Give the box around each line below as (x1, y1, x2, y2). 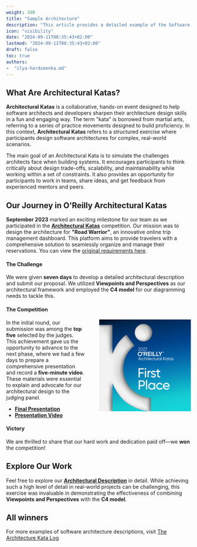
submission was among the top (6, 325, 82, 332)
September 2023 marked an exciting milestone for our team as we (6, 216, 168, 223)
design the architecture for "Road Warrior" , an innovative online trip (6, 229, 171, 236)
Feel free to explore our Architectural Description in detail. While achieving (6, 476, 189, 484)
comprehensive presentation (6, 363, 76, 370)
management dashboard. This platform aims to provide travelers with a (6, 235, 178, 242)
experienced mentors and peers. (6, 183, 85, 190)
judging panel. (6, 394, 41, 401)
